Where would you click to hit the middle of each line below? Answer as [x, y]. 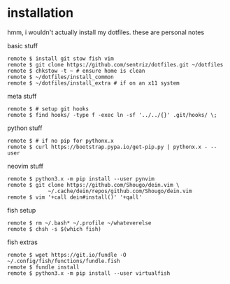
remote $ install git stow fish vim [60, 58]
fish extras [23, 242]
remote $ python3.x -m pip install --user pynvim [81, 179]
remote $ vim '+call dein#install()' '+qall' [74, 197]
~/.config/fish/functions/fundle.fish [64, 261]
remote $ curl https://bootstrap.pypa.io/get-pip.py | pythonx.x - [108, 147]
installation [41, 13]
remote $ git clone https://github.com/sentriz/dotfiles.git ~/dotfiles [115, 64]
